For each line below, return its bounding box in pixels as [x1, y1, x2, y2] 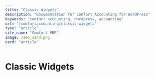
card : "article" [5, 40, 39, 45]
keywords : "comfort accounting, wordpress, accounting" [5, 16, 124, 21]
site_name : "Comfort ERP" [5, 30, 59, 35]
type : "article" [5, 26, 39, 31]
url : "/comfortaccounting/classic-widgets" [5, 21, 97, 26]
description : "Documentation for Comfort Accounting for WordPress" [5, 12, 151, 17]
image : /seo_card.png [5, 35, 50, 40]
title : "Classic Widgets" [5, 7, 59, 12]
